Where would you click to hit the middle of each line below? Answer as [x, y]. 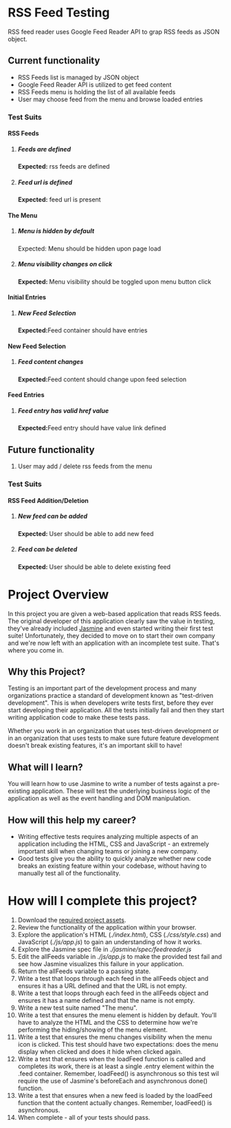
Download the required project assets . [72, 920]
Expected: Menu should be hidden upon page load [89, 248]
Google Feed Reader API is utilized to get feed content [95, 85]
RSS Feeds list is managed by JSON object [78, 77]
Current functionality [54, 61]
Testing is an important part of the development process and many [102, 688]
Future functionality [51, 450]
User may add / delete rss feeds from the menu [85, 467]
